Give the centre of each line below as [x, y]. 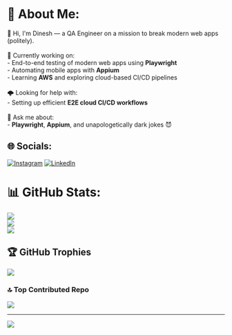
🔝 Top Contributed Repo [48, 290]
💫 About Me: [43, 14]
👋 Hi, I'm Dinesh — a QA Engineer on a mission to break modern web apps [113, 33]
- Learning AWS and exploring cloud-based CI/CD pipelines [92, 77]
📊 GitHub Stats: [54, 192]
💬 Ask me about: [30, 117]
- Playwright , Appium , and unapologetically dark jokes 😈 [90, 125]
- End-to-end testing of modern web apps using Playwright [92, 62]
